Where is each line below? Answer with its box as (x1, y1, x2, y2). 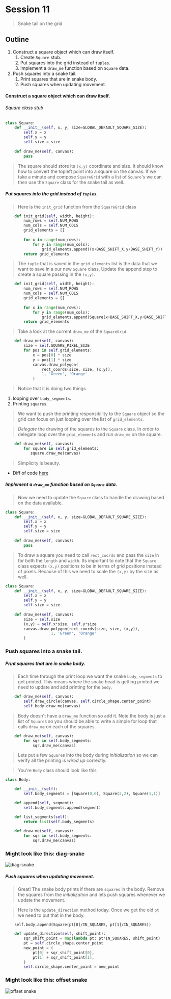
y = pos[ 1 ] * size (32, 357, 72, 363)
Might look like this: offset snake (5, 977, 88, 984)
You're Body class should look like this (17, 767, 97, 774)
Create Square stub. (20, 54, 62, 60)
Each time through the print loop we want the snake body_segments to (17, 673, 163, 679)
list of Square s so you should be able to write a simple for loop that (17, 718, 157, 724)
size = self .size (23, 617, 60, 622)
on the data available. (17, 500, 63, 506)
